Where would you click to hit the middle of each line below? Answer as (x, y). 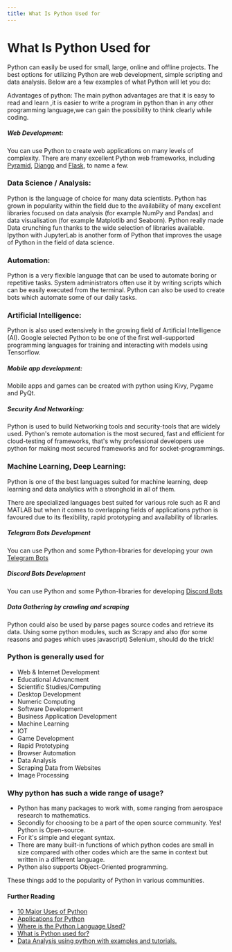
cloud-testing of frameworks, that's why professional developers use (106, 441)
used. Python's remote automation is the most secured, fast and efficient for (116, 434)
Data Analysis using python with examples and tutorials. (97, 941)
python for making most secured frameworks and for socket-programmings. (116, 449)
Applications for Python (51, 919)
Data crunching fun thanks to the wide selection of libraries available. (106, 227)
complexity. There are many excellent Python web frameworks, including (111, 158)
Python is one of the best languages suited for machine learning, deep (108, 481)
